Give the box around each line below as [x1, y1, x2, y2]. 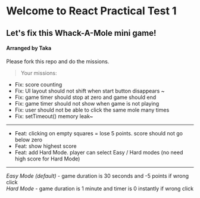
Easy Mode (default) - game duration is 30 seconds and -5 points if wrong [6, 172, 189, 180]
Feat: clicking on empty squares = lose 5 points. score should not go [14, 129, 183, 137]
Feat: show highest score [14, 142, 77, 150]
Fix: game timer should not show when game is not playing [14, 100, 160, 107]
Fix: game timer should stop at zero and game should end [14, 94, 157, 101]
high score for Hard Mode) [14, 155, 80, 162]
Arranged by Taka [6, 45, 52, 52]
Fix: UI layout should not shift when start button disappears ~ [14, 87, 165, 94]
